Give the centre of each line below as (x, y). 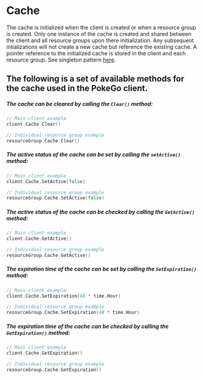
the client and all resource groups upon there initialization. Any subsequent (100, 40)
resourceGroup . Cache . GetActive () (49, 255)
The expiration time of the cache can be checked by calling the (88, 326)
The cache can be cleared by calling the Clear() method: (80, 103)
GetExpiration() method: (38, 333)
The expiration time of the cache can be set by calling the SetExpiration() (101, 269)
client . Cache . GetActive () (39, 239)
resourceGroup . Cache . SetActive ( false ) (55, 198)
